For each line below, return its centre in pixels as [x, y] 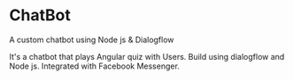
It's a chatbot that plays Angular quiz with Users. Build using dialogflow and [147, 56]
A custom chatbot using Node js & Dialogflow [92, 40]
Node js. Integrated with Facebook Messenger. [94, 66]
